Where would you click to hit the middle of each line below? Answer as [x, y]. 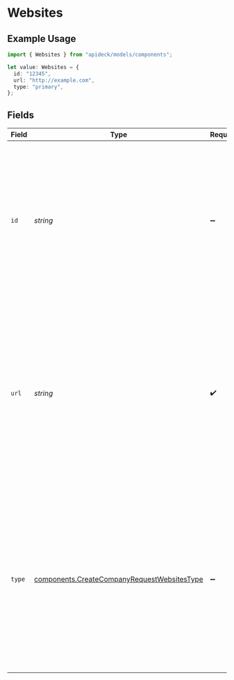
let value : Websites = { [43, 67]
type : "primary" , [39, 87]
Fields [21, 115]
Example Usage [42, 39]
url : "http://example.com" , [54, 80]
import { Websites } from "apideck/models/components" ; [90, 54]
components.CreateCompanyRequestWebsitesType [118, 579]
